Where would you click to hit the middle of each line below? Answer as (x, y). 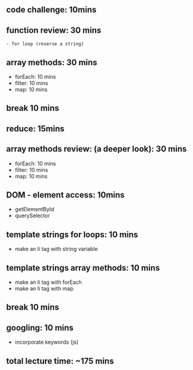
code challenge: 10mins (51, 10)
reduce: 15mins (35, 128)
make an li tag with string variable (56, 249)
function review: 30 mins (54, 30)
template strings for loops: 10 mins (72, 234)
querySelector (32, 216)
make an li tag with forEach (48, 282)
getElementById (34, 210)
